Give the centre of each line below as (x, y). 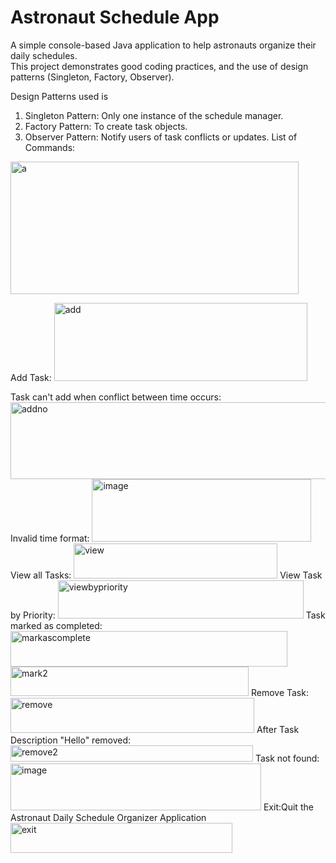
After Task (278, 729)
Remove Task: (279, 692)
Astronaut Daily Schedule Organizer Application (108, 817)
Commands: (50, 147)
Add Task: (31, 377)
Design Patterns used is (59, 96)
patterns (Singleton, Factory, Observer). (92, 77)
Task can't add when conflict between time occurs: (116, 397)
